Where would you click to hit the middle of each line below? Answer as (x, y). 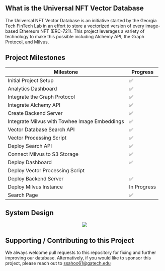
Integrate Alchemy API (34, 105)
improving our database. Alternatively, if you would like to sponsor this (78, 258)
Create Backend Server (35, 113)
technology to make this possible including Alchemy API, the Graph (75, 36)
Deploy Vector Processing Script (46, 170)
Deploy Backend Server (36, 178)
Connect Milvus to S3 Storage (43, 154)
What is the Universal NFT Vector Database (75, 8)
